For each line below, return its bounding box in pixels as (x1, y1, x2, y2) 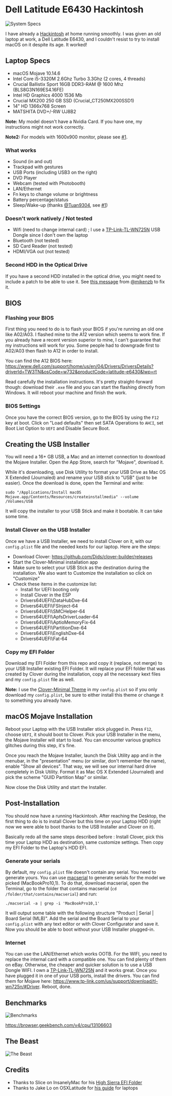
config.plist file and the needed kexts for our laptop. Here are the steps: (5, 543, 161, 550)
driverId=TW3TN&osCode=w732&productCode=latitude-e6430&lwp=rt (5, 369, 157, 375)
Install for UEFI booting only (20, 586, 80, 592)
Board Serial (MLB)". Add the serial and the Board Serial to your (5, 915, 140, 922)
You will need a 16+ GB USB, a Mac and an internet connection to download (5, 454, 166, 460)
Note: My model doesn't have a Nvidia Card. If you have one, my (5, 118, 143, 125)
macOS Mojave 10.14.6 (12, 70, 61, 76)
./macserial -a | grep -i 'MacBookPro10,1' (5, 900, 100, 906)
